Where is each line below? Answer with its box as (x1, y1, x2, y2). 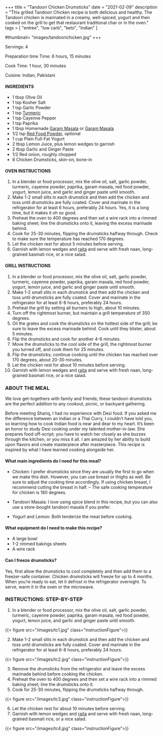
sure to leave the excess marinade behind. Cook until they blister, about (12, 325, 156, 332)
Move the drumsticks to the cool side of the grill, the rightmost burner (12, 341, 152, 347)
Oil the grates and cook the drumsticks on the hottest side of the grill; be (12, 320, 158, 326)
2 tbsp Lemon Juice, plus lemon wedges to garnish (12, 141, 115, 147)
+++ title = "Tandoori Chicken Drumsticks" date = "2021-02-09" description (5, 4, 158, 10)
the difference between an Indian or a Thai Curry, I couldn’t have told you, (5, 415, 153, 421)
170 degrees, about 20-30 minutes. (12, 357, 83, 362)
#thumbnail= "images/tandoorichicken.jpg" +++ (5, 34, 101, 40)
